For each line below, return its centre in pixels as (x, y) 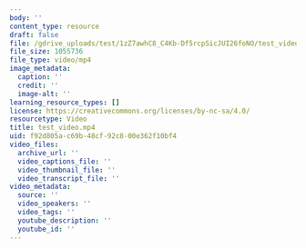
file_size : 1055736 (46, 52)
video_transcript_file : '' (69, 178)
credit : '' (38, 85)
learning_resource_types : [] (65, 102)
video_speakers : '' (55, 204)
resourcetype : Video (49, 119)
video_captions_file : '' (65, 161)
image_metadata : (40, 69)
